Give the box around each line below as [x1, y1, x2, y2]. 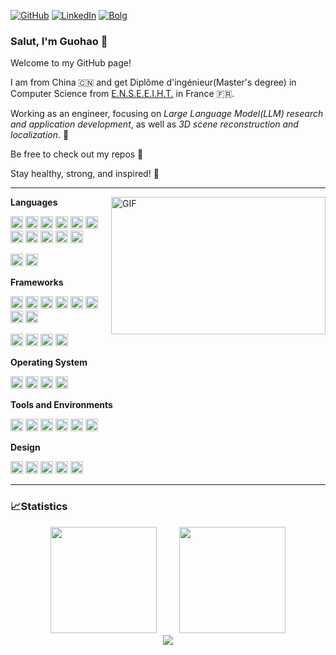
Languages [10, 196, 58, 209]
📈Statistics [10, 500, 68, 514]
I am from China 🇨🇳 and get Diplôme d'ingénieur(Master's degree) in [10, 76, 297, 89]
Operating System [10, 356, 88, 369]
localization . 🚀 [10, 129, 70, 141]
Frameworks [10, 276, 64, 289]
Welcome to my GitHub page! [10, 57, 132, 69]
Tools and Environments [10, 399, 113, 411]
